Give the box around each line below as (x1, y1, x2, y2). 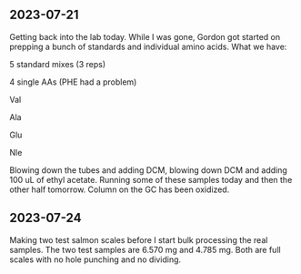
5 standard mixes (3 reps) (9, 58, 106, 69)
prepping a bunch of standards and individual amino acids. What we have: (9, 41, 287, 52)
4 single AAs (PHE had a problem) (9, 76, 137, 87)
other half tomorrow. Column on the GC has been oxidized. (9, 184, 230, 195)
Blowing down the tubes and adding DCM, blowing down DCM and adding (9, 164, 288, 176)
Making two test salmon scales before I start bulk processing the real (9, 234, 268, 245)
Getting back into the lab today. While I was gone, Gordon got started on (9, 31, 280, 42)
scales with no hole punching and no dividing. (9, 254, 182, 265)
